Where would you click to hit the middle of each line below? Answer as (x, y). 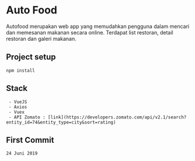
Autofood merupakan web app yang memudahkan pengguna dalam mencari (98, 26)
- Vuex (17, 112)
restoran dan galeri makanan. (41, 38)
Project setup (31, 57)
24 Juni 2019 (22, 153)
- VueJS (18, 102)
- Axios (18, 107)
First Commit (30, 140)
